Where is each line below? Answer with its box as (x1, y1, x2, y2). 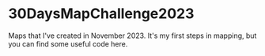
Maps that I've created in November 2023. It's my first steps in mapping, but (8, 31, 257, 40)
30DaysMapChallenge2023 (8, 5, 195, 23)
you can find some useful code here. (8, 39, 128, 48)
